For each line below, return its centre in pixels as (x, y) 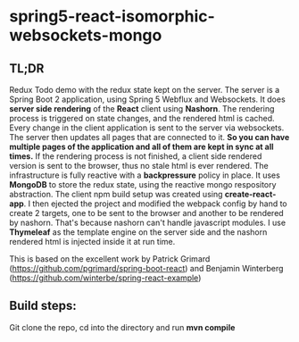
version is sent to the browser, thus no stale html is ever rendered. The (139, 166)
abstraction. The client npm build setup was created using (116, 194)
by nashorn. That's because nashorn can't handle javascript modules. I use (148, 222)
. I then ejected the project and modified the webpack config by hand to (155, 204)
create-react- (250, 194)
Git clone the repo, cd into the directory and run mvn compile (122, 327)
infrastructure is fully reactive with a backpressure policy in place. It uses (145, 175)
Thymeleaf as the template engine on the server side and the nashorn (138, 232)
